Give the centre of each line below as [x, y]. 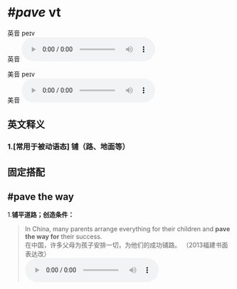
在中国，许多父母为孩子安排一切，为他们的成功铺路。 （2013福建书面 [126, 245]
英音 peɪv [21, 33]
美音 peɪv [21, 74]
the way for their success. [63, 237]
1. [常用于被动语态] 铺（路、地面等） [69, 147]
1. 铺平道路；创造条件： [41, 215]
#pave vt [34, 12]
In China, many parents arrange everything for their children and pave [127, 229]
